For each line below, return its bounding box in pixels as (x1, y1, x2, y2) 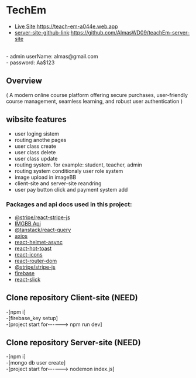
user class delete (14, 148, 56, 155)
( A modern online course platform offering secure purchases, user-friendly (6, 91, 188, 98)
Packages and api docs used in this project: (6, 200, 132, 209)
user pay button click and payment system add (14, 186, 128, 193)
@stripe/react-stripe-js (14, 214, 70, 221)
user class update (14, 155, 58, 162)
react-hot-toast (14, 245, 51, 252)
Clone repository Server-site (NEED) (6, 338, 142, 348)
